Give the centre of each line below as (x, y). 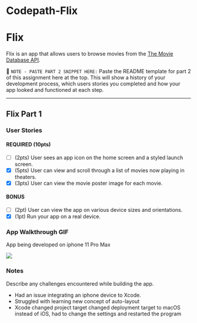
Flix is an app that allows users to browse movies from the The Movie (90, 54)
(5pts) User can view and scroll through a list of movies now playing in (99, 170)
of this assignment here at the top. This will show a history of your (86, 78)
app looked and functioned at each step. (55, 90)
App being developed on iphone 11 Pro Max (58, 245)
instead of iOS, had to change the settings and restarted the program (98, 314)
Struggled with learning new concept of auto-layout (77, 301)
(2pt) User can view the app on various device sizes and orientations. (98, 210)
